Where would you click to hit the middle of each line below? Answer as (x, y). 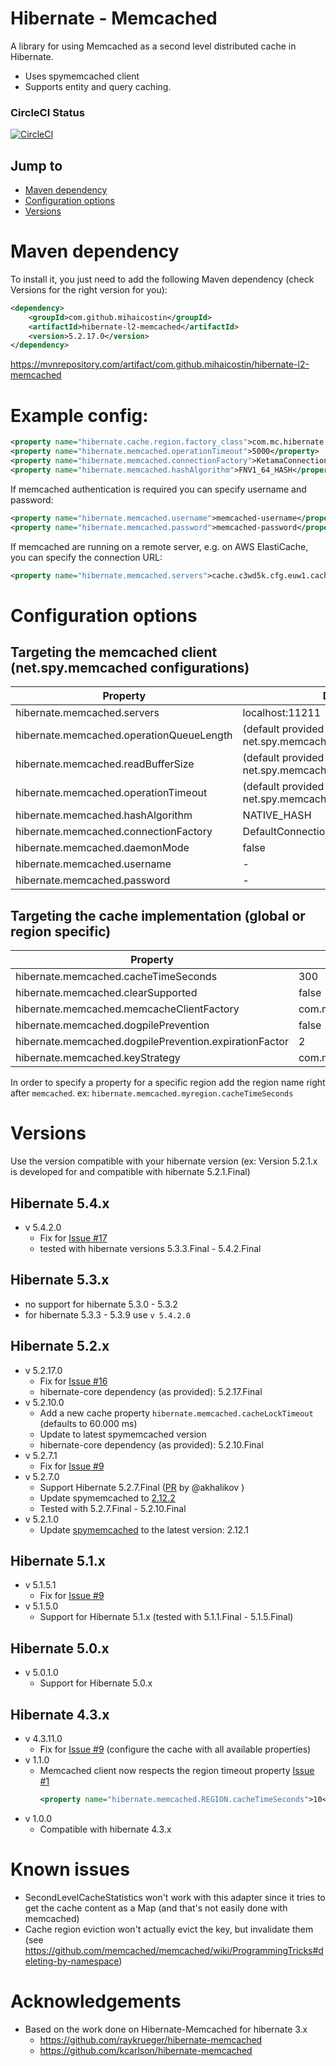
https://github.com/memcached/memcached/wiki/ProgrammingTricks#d (174, 1950)
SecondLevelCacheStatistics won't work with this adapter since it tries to (175, 1897)
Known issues (70, 1869)
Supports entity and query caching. (98, 86)
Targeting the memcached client (114, 652)
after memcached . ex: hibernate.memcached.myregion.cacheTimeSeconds (152, 1093)
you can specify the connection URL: (86, 557)
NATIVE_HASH (277, 815)
